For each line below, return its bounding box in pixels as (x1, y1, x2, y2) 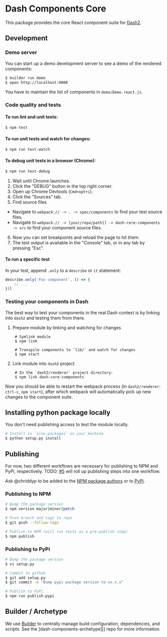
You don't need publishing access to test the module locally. (5, 422, 129, 428)
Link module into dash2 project (12, 360, 75, 366)
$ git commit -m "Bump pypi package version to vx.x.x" (5, 580, 124, 585)
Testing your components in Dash (5, 298, 89, 305)
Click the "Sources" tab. (12, 193, 62, 200)
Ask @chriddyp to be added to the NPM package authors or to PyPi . (5, 478, 146, 484)
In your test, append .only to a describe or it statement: (5, 267, 121, 273)
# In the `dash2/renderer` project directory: (14, 370, 113, 375)
